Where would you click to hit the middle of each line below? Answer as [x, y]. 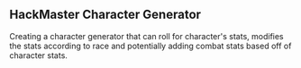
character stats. [38, 55]
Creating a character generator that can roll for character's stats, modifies [146, 36]
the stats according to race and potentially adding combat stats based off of [150, 46]
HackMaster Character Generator [105, 15]
